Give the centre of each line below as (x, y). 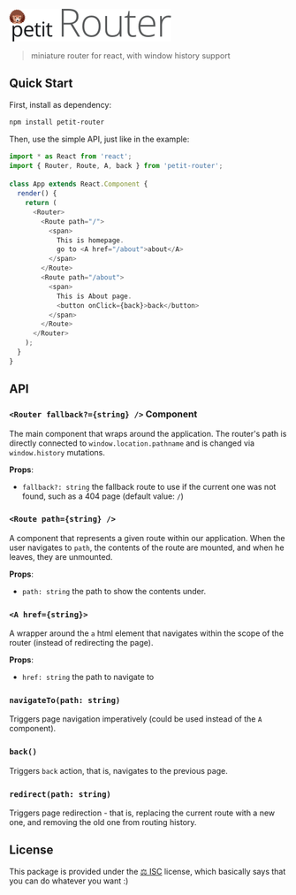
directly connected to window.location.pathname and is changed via (132, 443)
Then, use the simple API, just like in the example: (99, 139)
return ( (41, 203)
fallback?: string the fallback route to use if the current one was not (149, 486)
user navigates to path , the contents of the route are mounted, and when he (147, 547)
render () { (37, 194)
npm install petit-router (57, 122)
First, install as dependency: (61, 104)
